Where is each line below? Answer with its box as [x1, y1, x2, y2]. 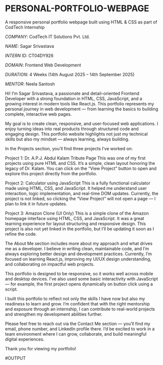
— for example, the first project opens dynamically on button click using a [5, 281, 153, 287]
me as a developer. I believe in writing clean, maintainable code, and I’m [5, 245, 149, 251]
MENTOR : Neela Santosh [5, 81, 55, 87]
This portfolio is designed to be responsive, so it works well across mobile [5, 270, 153, 276]
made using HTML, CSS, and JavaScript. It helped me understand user [5, 185, 147, 191]
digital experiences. [5, 336, 45, 342]
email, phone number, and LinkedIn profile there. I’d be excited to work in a [5, 325, 155, 332]
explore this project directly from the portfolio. [5, 170, 97, 176]
